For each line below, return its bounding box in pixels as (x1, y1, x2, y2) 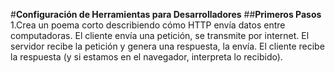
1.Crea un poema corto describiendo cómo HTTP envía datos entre (10, 19, 286, 31)
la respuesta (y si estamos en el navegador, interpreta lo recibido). (10, 51, 283, 63)
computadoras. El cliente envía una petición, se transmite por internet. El (10, 30, 310, 41)
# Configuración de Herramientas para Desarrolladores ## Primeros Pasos (10, 9, 322, 20)
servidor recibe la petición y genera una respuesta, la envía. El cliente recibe (10, 40, 325, 52)
